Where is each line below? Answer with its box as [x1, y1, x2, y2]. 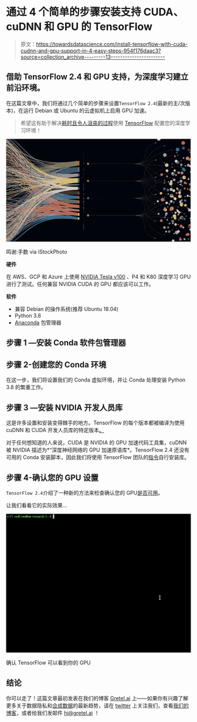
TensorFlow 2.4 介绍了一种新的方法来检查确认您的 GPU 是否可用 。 [6, 489, 163, 496]
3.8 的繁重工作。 [6, 384, 46, 391]
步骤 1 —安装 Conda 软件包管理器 [6, 338, 126, 348]
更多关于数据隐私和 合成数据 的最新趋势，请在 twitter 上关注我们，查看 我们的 [6, 702, 189, 709]
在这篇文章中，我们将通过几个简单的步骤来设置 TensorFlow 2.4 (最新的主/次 [6, 99, 186, 106]
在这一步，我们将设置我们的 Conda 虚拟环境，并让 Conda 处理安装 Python [6, 376, 186, 383]
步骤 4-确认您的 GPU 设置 [6, 473, 98, 483]
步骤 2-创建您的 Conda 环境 [6, 359, 107, 370]
